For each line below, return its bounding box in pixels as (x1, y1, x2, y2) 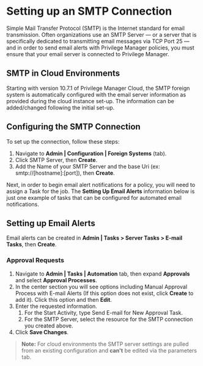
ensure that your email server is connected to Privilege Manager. (6, 50, 169, 57)
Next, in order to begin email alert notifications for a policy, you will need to (6, 181, 196, 188)
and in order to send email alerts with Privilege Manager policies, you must (6, 44, 194, 51)
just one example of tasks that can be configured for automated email (6, 194, 182, 201)
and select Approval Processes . (15, 276, 97, 284)
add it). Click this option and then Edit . (15, 296, 112, 303)
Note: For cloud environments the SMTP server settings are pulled (21, 340, 189, 348)
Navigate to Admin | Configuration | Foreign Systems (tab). (15, 150, 167, 157)
